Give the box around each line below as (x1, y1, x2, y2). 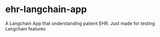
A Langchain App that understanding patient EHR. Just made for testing (5, 20, 155, 26)
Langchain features (5, 25, 46, 31)
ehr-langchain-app (5, 4, 87, 15)
